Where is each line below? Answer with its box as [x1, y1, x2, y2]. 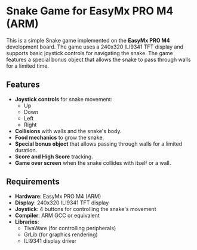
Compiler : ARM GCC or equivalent [14, 212, 100, 219]
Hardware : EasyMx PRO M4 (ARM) [14, 192, 101, 200]
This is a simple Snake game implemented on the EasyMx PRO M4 [6, 37, 170, 44]
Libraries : [14, 218, 39, 225]
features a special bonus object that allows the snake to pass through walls [6, 56, 191, 63]
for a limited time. [6, 62, 50, 70]
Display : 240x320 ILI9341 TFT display [14, 199, 109, 206]
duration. [14, 146, 38, 153]
